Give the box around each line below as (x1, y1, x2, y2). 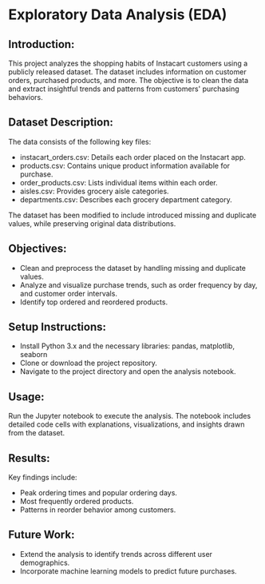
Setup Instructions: (8, 320, 106, 334)
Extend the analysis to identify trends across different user (19, 549, 213, 558)
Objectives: (8, 242, 67, 256)
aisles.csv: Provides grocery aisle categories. (19, 186, 169, 196)
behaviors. (8, 93, 44, 101)
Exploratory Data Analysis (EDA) (8, 6, 227, 24)
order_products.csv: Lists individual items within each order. (19, 177, 218, 187)
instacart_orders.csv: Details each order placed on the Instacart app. (19, 152, 246, 161)
